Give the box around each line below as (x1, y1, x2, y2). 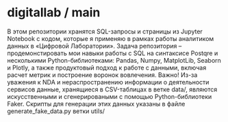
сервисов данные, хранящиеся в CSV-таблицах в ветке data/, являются (7, 85, 218, 93)
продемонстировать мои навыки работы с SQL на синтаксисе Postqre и (7, 49, 218, 57)
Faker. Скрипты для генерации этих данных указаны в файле (7, 100, 186, 108)
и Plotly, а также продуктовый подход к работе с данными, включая (7, 63, 207, 72)
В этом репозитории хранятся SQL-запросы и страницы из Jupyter (7, 27, 203, 35)
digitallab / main (7, 5, 101, 20)
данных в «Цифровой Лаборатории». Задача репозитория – (7, 42, 182, 50)
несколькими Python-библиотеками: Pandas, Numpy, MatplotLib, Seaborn (7, 56, 221, 64)
